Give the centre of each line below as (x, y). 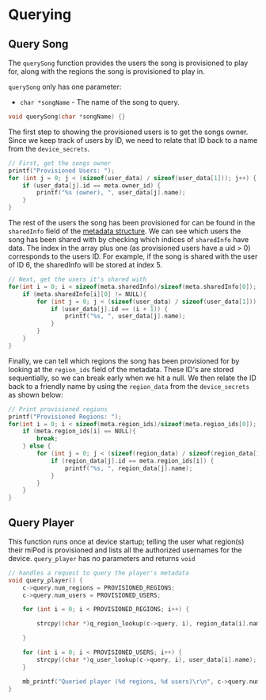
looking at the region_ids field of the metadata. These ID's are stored (121, 369)
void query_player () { (46, 580)
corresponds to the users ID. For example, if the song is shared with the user (133, 256)
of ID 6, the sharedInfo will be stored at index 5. (85, 265)
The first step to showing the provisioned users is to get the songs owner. (128, 132)
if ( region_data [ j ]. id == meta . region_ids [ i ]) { (132, 461)
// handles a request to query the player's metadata (99, 573)
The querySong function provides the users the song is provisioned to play (128, 63)
